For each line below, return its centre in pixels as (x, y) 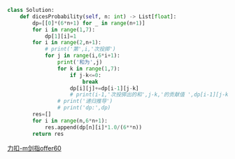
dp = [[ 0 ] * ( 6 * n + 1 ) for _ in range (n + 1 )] (89, 23)
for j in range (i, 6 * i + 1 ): (82, 56)
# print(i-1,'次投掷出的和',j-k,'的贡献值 (127, 95)
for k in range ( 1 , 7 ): (88, 69)
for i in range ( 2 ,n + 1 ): (67, 43)
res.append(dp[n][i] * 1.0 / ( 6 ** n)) (93, 127)
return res (48, 134)
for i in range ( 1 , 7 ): (64, 29)
